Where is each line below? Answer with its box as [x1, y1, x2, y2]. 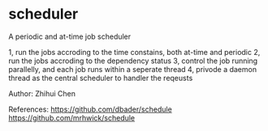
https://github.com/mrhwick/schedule [8, 112, 136, 122]
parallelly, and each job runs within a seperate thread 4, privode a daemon [8, 64, 257, 74]
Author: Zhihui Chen [8, 88, 76, 98]
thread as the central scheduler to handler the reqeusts [8, 73, 193, 82]
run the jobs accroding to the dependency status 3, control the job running [8, 56, 258, 65]
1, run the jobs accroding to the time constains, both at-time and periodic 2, [8, 47, 261, 57]
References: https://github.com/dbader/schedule [8, 104, 172, 114]
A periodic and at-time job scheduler [8, 32, 132, 41]
